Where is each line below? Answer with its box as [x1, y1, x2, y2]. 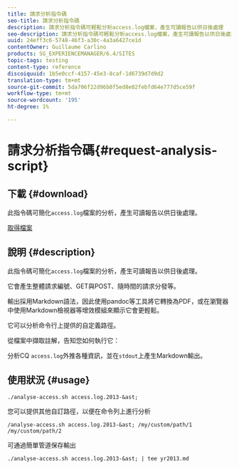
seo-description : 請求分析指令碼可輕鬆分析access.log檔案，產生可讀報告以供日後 [7, 30, 226, 38]
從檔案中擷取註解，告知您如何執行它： [7, 336, 119, 344]
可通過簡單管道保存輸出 [7, 440, 76, 449]
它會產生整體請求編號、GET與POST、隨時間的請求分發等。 [7, 282, 180, 290]
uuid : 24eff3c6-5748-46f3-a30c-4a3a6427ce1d [7, 37, 142, 44]
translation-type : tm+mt [7, 76, 81, 84]
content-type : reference [7, 63, 81, 71]
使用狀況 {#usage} [7, 374, 90, 386]
